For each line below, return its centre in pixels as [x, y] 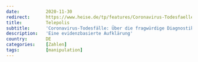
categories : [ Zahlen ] [37, 45]
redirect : [18, 17]
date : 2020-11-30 [39, 12]
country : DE [29, 39]
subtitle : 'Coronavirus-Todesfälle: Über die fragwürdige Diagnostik [100, 28]
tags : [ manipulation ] [44, 50]
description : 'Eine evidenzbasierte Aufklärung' [70, 34]
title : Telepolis [38, 22]
